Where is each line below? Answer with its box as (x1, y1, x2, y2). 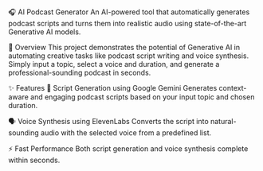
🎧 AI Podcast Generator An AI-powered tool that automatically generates (8, 7, 250, 17)
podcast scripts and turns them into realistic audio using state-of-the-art (8, 19, 247, 28)
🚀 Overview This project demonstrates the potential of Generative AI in (8, 43, 241, 52)
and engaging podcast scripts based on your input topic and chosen (30, 92, 255, 102)
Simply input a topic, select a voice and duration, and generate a (8, 60, 220, 68)
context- (218, 84, 247, 92)
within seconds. (8, 155, 61, 165)
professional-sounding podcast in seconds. (8, 68, 151, 77)
